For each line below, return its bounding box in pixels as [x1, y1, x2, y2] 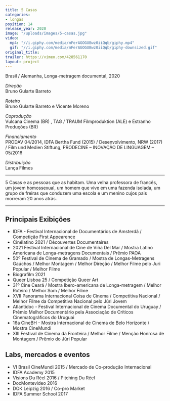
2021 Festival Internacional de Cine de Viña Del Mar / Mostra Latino [12, 245, 153, 251]
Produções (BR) [5, 124, 38, 130]
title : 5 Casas [5, 7, 37, 13]
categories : [5, 12, 30, 17]
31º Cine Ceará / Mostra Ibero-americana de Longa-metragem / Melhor [12, 282, 162, 288]
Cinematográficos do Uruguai [12, 315, 74, 321]
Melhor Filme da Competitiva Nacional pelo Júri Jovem [12, 298, 127, 304]
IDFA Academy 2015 [12, 369, 55, 375]
